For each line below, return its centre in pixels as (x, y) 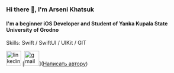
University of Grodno (33, 29)
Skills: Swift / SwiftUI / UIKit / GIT (46, 43)
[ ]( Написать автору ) (55, 64)
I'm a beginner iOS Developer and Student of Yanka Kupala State (87, 24)
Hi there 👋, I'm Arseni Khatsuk (50, 9)
